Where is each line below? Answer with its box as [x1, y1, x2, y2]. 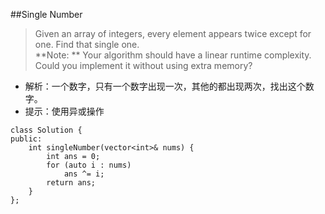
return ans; [46, 178, 97, 188]
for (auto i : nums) [46, 160, 132, 170]
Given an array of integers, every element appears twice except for [34, 28, 312, 39]
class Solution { [10, 125, 83, 135]
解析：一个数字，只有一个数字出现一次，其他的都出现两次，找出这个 [24, 80, 306, 92]
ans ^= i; [63, 169, 105, 179]
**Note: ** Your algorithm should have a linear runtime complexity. [34, 49, 312, 61]
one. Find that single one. [34, 39, 140, 50]
